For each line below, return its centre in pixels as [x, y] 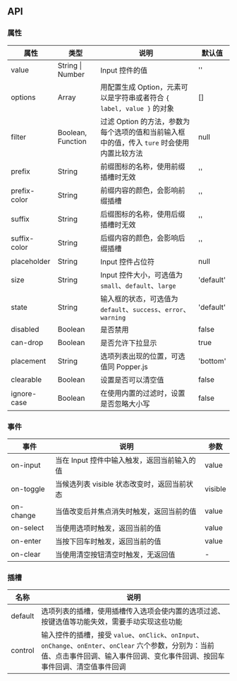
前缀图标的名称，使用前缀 [142, 167]
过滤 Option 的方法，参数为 [145, 121]
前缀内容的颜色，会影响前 [142, 190]
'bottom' [212, 361]
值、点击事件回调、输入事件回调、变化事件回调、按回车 [133, 656]
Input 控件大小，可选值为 [141, 275]
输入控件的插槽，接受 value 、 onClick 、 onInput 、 [122, 635]
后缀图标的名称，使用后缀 [142, 214]
